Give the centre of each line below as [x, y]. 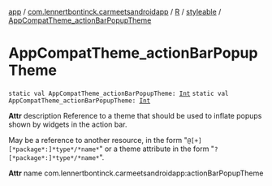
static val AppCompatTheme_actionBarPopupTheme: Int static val [119, 93]
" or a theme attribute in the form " [157, 149]
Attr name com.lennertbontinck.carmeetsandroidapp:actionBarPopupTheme [136, 173]
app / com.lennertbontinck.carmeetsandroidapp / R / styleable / [115, 12]
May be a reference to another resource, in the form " [98, 140]
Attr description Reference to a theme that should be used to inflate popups [135, 115]
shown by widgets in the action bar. [68, 124]
